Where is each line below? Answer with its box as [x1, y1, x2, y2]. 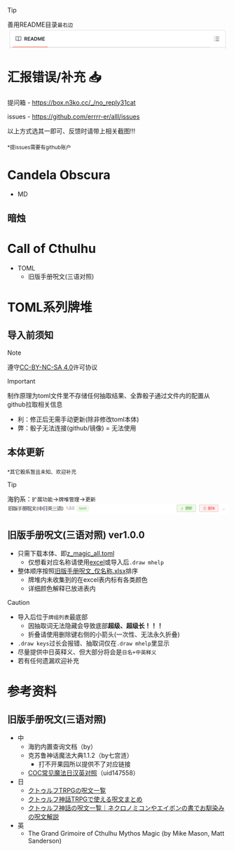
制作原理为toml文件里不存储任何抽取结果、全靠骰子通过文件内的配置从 [7, 391, 210, 400]
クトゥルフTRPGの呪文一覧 [27, 786, 106, 794]
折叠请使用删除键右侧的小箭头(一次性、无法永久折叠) [27, 630, 180, 639]
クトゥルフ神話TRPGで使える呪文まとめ [27, 795, 143, 803]
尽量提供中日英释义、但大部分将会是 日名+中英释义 [17, 648, 157, 656]
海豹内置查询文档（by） [27, 742, 97, 751]
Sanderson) [27, 836, 62, 845]
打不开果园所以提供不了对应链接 [38, 760, 131, 768]
